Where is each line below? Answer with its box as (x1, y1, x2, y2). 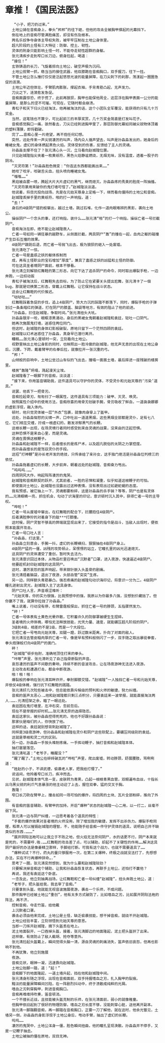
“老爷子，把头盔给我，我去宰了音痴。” (11, 882, 77, 887)
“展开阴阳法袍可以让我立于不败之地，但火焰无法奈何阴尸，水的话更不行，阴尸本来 (11, 834, 154, 839)
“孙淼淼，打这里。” (11, 536, 44, 541)
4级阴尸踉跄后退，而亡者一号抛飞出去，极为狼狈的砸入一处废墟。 (11, 242, 124, 247)
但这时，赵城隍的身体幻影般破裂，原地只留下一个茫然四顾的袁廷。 (11, 326, 126, 331)
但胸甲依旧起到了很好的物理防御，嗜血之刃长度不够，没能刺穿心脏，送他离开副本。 (11, 1002, 155, 1007)
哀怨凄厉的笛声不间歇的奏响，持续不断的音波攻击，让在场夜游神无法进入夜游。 (11, 662, 148, 667)
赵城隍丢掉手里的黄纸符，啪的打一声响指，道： (11, 195, 93, 200)
